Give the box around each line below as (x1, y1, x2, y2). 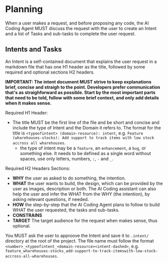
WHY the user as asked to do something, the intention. (12, 175, 126, 181)
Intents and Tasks (5, 45, 62, 53)
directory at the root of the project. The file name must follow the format (5, 237, 154, 243)
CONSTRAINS (12, 212, 43, 218)
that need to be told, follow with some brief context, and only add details (5, 94, 159, 100)
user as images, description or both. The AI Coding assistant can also (12, 185, 156, 191)
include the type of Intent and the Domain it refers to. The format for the (12, 124, 161, 130)
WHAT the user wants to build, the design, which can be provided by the (12, 180, 163, 186)
